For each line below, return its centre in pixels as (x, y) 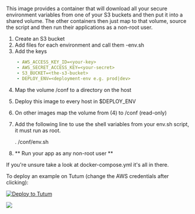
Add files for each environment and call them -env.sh (79, 45)
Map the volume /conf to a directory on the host (73, 90)
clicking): (17, 182)
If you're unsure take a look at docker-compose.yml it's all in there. (88, 164)
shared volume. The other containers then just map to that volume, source (96, 21)
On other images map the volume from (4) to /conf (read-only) (91, 113)
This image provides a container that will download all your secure (87, 9)
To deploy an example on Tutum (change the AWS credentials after (88, 176)
